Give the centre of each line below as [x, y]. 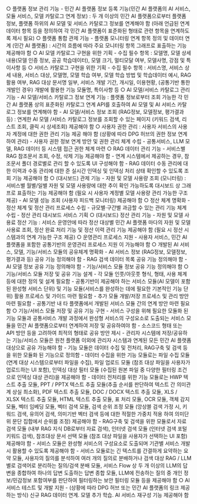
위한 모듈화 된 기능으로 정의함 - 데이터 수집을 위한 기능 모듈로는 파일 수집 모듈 [101, 355]
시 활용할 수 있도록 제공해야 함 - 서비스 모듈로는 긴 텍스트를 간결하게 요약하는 [94, 451]
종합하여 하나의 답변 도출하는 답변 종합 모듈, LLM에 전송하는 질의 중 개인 [100, 473]
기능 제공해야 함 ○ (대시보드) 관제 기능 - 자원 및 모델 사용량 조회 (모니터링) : [99, 178]
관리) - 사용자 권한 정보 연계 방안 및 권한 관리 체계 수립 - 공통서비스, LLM [100, 141]
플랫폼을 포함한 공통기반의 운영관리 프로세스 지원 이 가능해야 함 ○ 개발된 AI [92, 244]
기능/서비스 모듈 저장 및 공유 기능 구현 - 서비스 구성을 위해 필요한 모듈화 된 [103, 311]
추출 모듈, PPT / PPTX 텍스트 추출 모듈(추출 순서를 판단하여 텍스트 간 [96, 384]
